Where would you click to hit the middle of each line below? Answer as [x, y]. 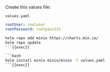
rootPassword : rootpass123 [33, 29]
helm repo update [23, 43]
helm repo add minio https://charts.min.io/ [52, 38]
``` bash [13, 56]
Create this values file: [28, 7]
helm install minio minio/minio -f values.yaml [55, 61]
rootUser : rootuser [25, 24]
